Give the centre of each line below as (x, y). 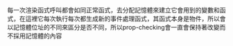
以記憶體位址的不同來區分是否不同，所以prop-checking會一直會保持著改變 (113, 27)
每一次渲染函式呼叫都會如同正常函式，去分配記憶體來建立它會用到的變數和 (113, 10)
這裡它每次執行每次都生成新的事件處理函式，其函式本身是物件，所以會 (126, 19)
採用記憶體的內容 (37, 36)
